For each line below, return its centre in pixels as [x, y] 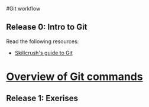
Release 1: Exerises [42, 98]
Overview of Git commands [74, 77]
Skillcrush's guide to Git [43, 53]
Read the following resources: [43, 41]
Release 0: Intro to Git [47, 27]
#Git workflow [23, 9]
